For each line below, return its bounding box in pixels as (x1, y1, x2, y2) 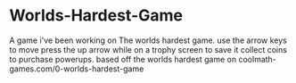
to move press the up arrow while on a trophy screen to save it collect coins (9, 44, 288, 54)
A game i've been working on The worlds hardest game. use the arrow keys (9, 35, 287, 46)
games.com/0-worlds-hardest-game (9, 63, 144, 74)
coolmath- (238, 54, 276, 64)
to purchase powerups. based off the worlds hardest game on (9, 54, 237, 64)
